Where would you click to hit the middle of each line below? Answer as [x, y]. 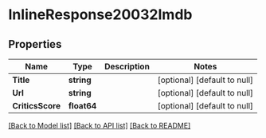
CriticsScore [37, 106]
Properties [35, 44]
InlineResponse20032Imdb [100, 15]
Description [127, 67]
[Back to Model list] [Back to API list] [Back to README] [100, 126]
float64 [82, 106]
